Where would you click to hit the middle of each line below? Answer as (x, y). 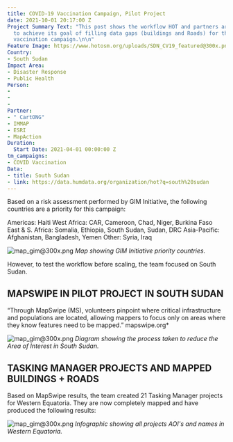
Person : (18, 85)
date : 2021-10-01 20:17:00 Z (49, 20)
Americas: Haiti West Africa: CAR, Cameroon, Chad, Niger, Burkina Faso (110, 223)
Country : (20, 53)
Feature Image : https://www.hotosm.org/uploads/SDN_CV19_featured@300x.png (119, 46)
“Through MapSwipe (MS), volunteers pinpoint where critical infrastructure (114, 310)
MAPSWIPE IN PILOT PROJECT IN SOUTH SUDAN (115, 293)
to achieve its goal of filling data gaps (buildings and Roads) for (116, 33)
